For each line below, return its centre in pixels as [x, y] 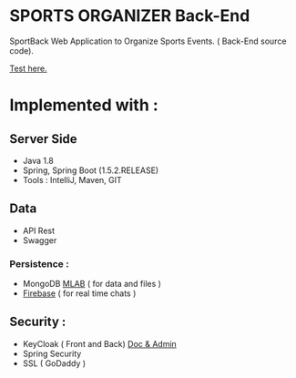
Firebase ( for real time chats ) [79, 293]
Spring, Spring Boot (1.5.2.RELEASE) [91, 170]
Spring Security [52, 353]
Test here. [28, 68]
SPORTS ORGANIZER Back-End [130, 16]
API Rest [39, 230]
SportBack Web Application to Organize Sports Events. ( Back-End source [148, 41]
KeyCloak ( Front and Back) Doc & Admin [100, 343]
